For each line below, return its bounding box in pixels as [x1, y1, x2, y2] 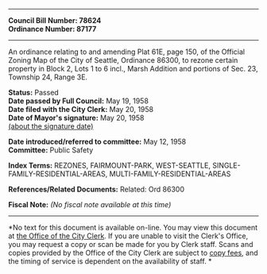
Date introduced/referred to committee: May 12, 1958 [8, 137, 187, 146]
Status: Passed [8, 88, 60, 97]
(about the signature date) [8, 122, 94, 131]
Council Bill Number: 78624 [8, 16, 102, 25]
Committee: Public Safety [8, 145, 94, 155]
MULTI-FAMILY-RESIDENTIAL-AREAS [109, 169, 231, 179]
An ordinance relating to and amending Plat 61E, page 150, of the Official [8, 47, 245, 56]
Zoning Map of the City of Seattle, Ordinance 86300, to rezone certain [8, 56, 238, 64]
